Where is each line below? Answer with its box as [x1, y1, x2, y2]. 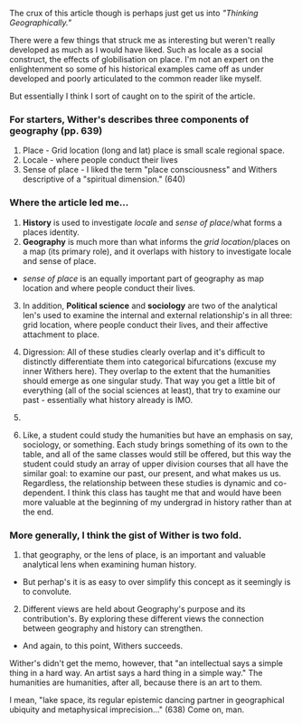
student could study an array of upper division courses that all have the [22, 458, 289, 469]
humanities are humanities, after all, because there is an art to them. [9, 677, 263, 688]
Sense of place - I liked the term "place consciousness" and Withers [22, 165, 278, 175]
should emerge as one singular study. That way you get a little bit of [22, 375, 276, 386]
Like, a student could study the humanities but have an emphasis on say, [22, 429, 294, 440]
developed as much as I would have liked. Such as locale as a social [9, 44, 263, 55]
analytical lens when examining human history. [22, 559, 197, 569]
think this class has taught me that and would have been [71, 487, 282, 498]
